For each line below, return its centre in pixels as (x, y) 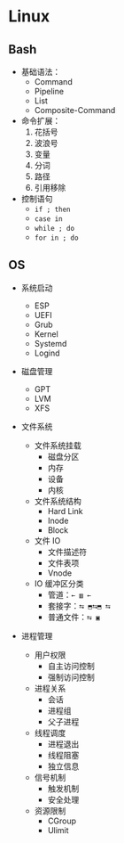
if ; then (53, 209)
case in (48, 219)
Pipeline (49, 91)
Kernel (46, 334)
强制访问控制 (71, 677)
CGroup (62, 821)
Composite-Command (75, 110)
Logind (47, 353)
